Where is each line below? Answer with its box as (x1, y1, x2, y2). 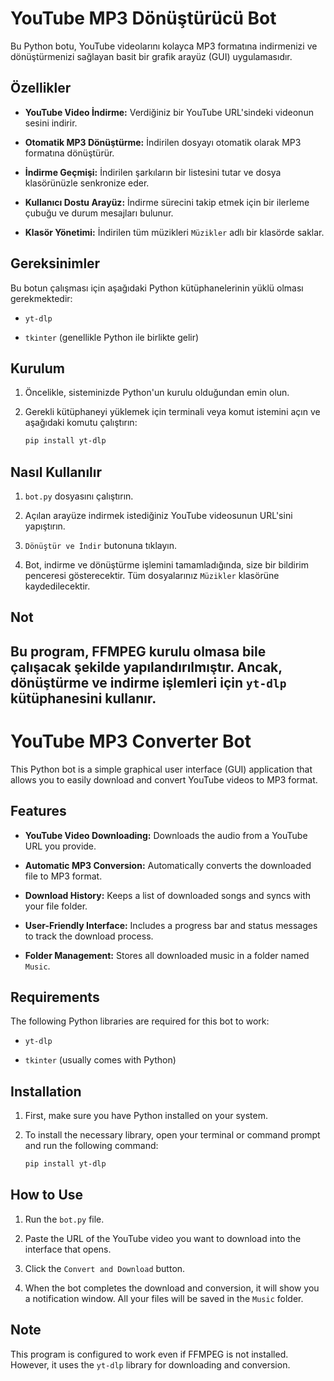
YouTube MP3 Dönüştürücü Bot (10, 7, 277, 30)
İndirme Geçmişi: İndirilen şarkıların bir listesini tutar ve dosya (24, 166, 282, 178)
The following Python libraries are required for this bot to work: (10, 1015, 270, 1027)
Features (10, 803, 67, 820)
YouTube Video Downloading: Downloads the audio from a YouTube (24, 829, 308, 841)
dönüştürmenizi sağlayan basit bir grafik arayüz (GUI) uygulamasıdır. (10, 50, 293, 62)
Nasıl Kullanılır (10, 463, 103, 481)
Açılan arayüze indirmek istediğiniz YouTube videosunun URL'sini (24, 510, 293, 522)
